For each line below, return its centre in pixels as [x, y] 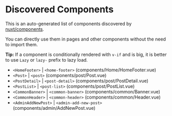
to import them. [22, 44]
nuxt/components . [25, 29]
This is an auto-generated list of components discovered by [69, 24]
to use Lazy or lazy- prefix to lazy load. [47, 60]
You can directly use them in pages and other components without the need [85, 39]
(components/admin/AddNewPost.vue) [54, 108]
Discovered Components [60, 9]
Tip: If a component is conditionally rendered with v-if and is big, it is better [86, 54]
